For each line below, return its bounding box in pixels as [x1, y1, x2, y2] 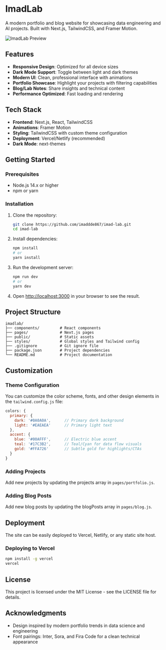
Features [5, 50, 34, 59]
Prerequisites [5, 170, 39, 177]
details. [5, 594, 21, 600]
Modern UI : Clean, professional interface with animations [12, 74, 132, 81]
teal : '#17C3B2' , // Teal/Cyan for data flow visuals [14, 441, 142, 447]
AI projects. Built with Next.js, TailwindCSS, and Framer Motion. [5, 25, 138, 31]
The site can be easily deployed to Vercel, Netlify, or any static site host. [5, 532, 156, 538]
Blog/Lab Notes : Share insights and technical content [12, 85, 125, 91]
